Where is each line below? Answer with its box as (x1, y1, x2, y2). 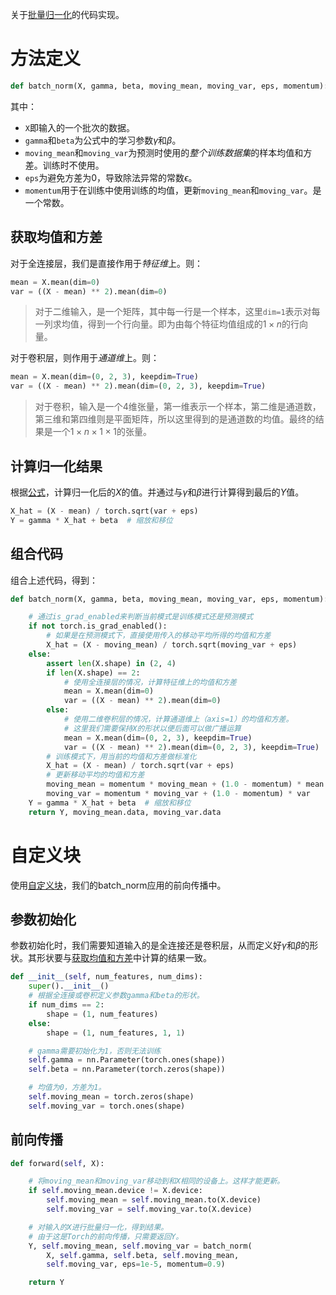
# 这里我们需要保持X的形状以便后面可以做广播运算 (63, 723, 242, 733)
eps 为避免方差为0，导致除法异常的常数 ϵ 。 (24, 171, 198, 183)
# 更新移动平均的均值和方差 (46, 770, 145, 780)
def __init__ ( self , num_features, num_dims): (10, 972, 203, 982)
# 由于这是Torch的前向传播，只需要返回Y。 (28, 1231, 184, 1242)
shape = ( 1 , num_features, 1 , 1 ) (46, 1028, 186, 1038)
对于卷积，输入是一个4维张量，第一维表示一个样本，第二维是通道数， (34, 401, 322, 413)
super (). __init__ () (28, 981, 110, 992)
